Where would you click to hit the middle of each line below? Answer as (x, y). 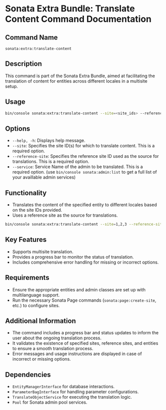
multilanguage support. (36, 295)
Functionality (26, 193)
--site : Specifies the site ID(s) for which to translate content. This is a (83, 146)
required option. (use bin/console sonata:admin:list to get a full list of (84, 172)
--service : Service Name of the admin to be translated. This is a (78, 167)
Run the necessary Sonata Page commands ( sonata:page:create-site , (84, 300)
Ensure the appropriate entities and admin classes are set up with (79, 289)
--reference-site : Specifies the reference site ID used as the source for (85, 156)
